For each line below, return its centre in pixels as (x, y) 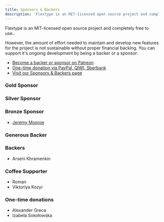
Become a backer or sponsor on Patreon (53, 62)
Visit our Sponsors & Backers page (47, 73)
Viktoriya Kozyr (27, 187)
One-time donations (29, 200)
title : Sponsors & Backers (32, 10)
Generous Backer (26, 135)
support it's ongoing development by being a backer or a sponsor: (72, 53)
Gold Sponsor (22, 85)
